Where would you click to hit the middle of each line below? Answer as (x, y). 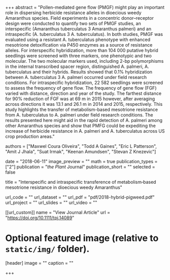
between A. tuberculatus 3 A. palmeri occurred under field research (76, 77)
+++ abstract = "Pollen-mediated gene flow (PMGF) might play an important (85, 7)
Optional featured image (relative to (82, 238)
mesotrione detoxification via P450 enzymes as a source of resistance (79, 45)
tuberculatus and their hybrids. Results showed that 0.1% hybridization (79, 72)
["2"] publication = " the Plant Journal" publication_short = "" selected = (80, 167)
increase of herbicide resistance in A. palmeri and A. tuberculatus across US (85, 131)
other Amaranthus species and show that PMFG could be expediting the (80, 126)
